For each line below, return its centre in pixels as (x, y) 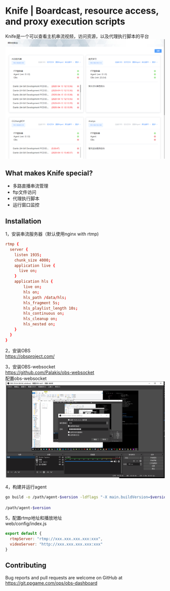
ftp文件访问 (24, 192)
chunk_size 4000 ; (33, 260)
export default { (24, 534)
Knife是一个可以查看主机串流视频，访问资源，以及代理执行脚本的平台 (77, 36)
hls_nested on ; (39, 324)
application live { (35, 266)
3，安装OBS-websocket (30, 366)
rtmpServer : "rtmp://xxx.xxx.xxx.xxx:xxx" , (56, 539)
